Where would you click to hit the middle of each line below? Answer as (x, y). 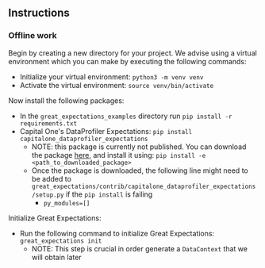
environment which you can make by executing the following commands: (127, 61)
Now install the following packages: (66, 100)
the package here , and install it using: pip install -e (119, 155)
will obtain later (56, 257)
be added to (51, 178)
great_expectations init (61, 241)
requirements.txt (48, 123)
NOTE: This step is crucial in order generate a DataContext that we (140, 248)
